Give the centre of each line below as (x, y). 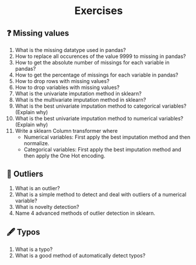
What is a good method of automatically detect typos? (80, 255)
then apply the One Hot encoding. (64, 156)
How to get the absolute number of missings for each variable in (92, 62)
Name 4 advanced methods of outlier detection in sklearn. (85, 213)
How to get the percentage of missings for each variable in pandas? (97, 75)
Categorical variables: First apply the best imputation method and (102, 149)
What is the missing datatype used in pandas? (70, 50)
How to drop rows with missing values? (62, 81)
